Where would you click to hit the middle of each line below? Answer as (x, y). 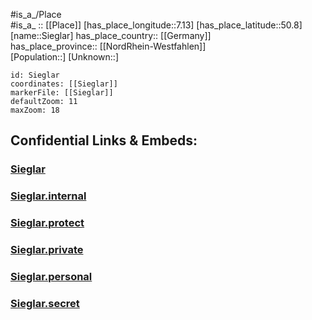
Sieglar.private (47, 250)
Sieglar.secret (45, 303)
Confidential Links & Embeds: (104, 140)
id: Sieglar (35, 75)
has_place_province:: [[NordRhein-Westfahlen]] (108, 46)
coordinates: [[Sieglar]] (64, 84)
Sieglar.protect (47, 223)
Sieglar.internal (48, 196)
